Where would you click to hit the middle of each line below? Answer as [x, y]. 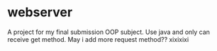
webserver [40, 12]
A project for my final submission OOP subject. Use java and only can [109, 32]
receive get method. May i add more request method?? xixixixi [98, 39]
